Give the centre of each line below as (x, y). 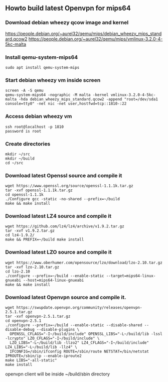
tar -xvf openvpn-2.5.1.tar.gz (38, 316)
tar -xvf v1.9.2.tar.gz (30, 231)
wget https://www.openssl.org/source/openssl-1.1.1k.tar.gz (69, 186)
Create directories (28, 144)
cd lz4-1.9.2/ (20, 235)
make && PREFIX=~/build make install (45, 240)
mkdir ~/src (18, 154)
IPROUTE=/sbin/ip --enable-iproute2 (43, 356)
